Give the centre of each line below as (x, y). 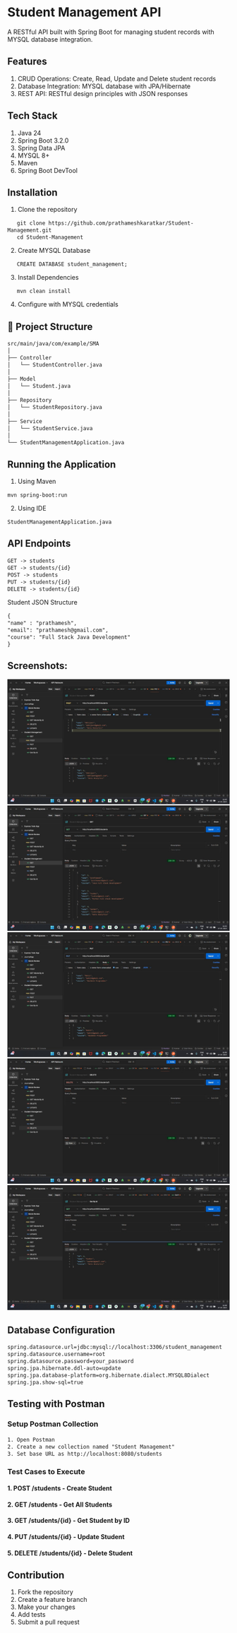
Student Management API (84, 12)
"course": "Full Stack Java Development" (69, 637)
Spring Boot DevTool (47, 170)
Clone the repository (47, 210)
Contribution (36, 1575)
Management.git (30, 230)
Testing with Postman (56, 1404)
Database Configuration (61, 1330)
